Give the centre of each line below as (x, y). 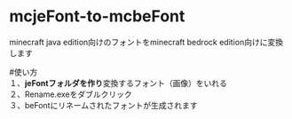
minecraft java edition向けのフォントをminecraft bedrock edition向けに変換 (146, 42)
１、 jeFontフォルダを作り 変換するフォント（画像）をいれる (118, 83)
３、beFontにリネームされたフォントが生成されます (103, 105)
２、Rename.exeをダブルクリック (71, 94)
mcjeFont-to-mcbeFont (97, 16)
